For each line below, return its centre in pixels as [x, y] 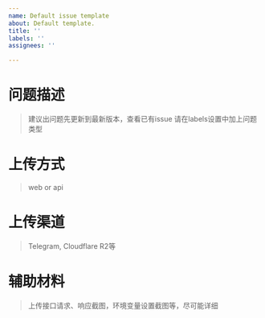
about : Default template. [51, 23]
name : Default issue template [59, 16]
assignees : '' [32, 46]
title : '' [25, 31]
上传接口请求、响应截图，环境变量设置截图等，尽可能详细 [123, 305]
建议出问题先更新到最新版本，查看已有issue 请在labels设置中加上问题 [143, 119]
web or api [46, 187]
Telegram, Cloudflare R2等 [72, 246]
